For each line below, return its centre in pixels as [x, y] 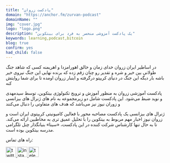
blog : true [17, 43]
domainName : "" [22, 19]
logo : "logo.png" [24, 29]
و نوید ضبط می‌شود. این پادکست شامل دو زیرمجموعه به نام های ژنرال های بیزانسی [84, 98]
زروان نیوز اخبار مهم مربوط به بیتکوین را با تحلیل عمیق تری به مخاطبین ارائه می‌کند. [84, 119]
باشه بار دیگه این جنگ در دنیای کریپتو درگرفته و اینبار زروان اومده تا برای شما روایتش [85, 78]
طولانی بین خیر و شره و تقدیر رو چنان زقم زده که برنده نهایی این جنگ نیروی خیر [81, 72]
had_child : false [24, 52]
